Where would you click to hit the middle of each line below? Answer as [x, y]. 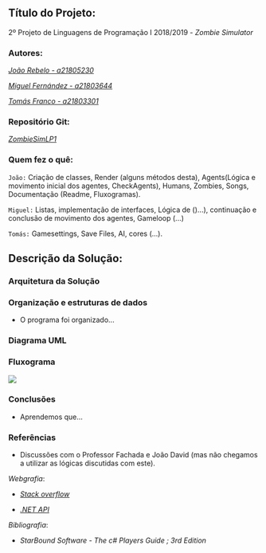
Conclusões [32, 399]
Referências [32, 437]
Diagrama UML [37, 340]
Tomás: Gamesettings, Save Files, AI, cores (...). [86, 233]
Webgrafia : [27, 479]
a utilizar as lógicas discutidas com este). [87, 463]
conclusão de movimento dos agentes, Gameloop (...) [96, 218]
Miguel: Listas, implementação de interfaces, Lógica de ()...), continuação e [133, 210]
